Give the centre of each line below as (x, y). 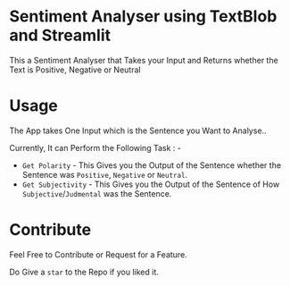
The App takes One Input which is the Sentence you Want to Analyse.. (138, 130)
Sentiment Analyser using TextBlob (143, 17)
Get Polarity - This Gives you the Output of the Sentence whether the (152, 165)
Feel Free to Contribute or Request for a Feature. (98, 254)
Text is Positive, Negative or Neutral (75, 70)
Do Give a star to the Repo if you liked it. (84, 272)
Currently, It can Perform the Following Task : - (95, 147)
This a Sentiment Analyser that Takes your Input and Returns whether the (144, 60)
